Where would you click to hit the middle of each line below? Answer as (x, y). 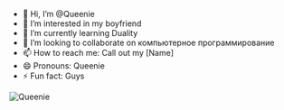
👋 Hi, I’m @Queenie (58, 14)
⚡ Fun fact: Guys (53, 76)
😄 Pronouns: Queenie (64, 66)
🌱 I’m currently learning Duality (80, 33)
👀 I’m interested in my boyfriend (82, 23)
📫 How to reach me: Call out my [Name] (98, 53)
